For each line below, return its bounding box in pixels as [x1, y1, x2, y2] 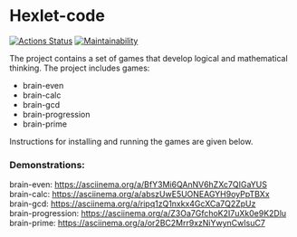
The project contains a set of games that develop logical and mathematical [9, 52, 288, 63]
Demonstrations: [9, 158, 86, 171]
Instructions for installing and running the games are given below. [9, 136, 254, 147]
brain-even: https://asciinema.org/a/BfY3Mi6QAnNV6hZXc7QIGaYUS [9, 179, 267, 190]
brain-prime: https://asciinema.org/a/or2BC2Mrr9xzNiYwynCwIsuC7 [9, 218, 265, 229]
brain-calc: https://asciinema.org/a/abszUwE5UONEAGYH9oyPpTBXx [9, 189, 270, 200]
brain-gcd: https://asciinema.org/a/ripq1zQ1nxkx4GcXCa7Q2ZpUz [9, 198, 256, 209]
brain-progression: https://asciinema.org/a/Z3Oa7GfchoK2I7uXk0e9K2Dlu [9, 208, 287, 219]
